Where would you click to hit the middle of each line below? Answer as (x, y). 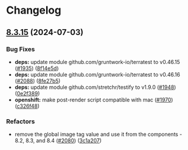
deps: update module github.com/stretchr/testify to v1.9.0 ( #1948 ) (95, 87)
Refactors (21, 121)
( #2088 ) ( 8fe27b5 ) (38, 81)
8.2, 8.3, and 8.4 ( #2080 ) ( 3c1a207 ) (58, 141)
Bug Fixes (21, 49)
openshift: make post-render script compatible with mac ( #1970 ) (94, 100)
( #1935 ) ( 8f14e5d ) (37, 68)
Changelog (34, 10)
